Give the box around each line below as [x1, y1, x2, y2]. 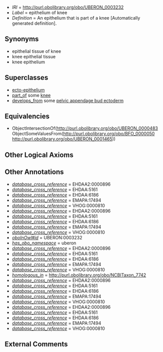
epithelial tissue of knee [11, 48, 61, 54]
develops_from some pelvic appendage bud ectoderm [11, 98, 123, 104]
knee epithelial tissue [11, 53, 56, 59]
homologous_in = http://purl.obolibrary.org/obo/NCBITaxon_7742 [11, 272, 146, 278]
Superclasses [4, 73, 48, 82]
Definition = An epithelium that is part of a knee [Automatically [11, 15, 140, 21]
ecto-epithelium [11, 86, 45, 93]
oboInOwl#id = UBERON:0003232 [11, 234, 82, 240]
